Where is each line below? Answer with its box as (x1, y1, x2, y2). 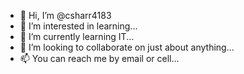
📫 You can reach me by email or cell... (19, 53, 180, 64)
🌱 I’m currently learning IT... (19, 31, 135, 42)
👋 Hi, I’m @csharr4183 (19, 10, 112, 21)
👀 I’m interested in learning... (19, 20, 138, 32)
